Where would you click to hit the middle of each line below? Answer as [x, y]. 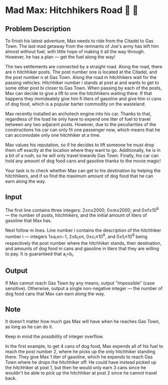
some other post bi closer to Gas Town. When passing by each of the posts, [83, 88]
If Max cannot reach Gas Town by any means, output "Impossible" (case [80, 283]
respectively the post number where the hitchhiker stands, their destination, [83, 243]
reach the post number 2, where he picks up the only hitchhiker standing [80, 352]
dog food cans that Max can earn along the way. [55, 294]
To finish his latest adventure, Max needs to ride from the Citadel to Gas [79, 41]
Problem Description [38, 29]
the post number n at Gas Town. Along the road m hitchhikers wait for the [81, 77]
